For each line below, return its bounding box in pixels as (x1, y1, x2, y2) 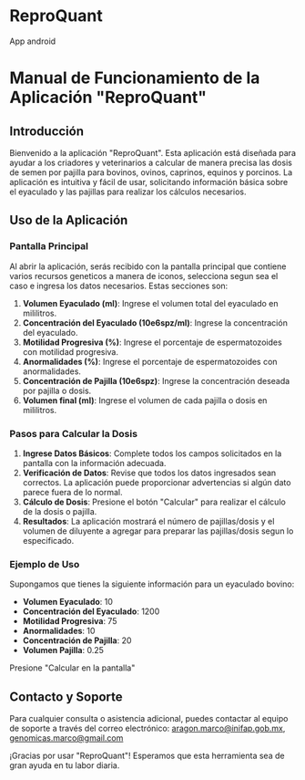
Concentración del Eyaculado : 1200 (22, 606, 160, 617)
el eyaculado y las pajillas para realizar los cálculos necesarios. (9, 186, 247, 197)
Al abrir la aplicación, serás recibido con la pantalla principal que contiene (9, 261, 287, 272)
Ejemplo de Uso (9, 557, 80, 570)
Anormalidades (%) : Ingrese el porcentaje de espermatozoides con (22, 356, 278, 367)
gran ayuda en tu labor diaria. (9, 760, 120, 771)
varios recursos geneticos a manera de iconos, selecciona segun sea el (9, 270, 279, 281)
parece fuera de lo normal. (22, 486, 123, 497)
